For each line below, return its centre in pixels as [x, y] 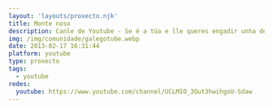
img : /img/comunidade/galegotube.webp [74, 39]
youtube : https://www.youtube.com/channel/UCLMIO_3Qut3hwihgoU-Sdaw [134, 91]
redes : [19, 84]
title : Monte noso [39, 24]
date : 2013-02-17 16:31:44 [54, 46]
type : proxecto [34, 62]
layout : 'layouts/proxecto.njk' [63, 16]
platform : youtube [39, 54]
